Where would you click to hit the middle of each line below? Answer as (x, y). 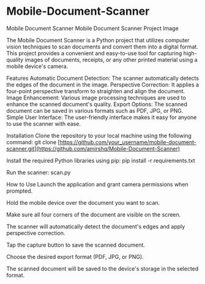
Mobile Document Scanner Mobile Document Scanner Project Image (92, 28)
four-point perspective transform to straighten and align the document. (96, 91)
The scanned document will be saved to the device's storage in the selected (102, 269)
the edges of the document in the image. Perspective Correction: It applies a (103, 85)
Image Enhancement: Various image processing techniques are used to (96, 98)
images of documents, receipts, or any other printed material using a (111, 59)
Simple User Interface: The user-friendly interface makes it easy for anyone (102, 117)
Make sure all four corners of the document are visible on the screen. (94, 214)
